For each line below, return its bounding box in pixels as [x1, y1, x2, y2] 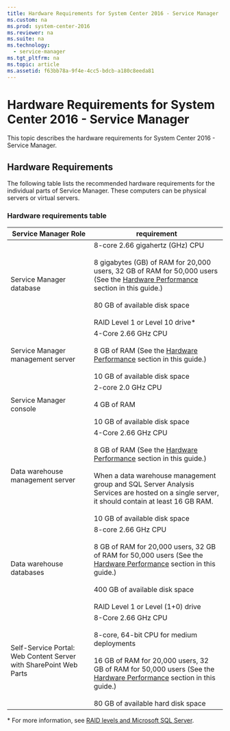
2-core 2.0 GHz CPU [93, 382, 162, 392]
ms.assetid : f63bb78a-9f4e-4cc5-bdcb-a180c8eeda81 [7, 67, 155, 74]
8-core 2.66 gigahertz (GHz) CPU [93, 240, 205, 250]
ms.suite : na [7, 36, 44, 42]
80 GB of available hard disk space [93, 698, 207, 708]
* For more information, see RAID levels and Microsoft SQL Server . [7, 716, 194, 724]
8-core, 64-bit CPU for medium [93, 630, 197, 639]
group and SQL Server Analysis [93, 479, 194, 488]
